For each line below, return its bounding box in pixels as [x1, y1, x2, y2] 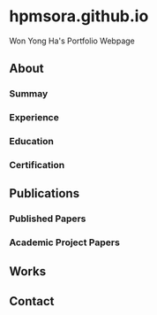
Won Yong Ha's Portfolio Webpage [9, 35, 135, 46]
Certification [9, 159, 65, 172]
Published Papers [9, 212, 86, 225]
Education [9, 135, 55, 148]
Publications [9, 186, 80, 201]
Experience [9, 111, 59, 124]
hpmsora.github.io [9, 6, 149, 27]
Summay [9, 88, 49, 100]
